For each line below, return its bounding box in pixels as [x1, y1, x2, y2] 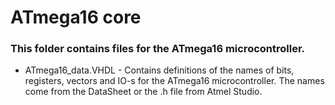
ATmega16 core [10, 6, 142, 29]
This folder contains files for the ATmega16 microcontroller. [10, 42, 306, 56]
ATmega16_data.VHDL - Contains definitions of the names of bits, [24, 64, 295, 76]
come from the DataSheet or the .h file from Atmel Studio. [24, 86, 263, 98]
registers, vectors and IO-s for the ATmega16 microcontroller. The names [24, 75, 325, 87]
